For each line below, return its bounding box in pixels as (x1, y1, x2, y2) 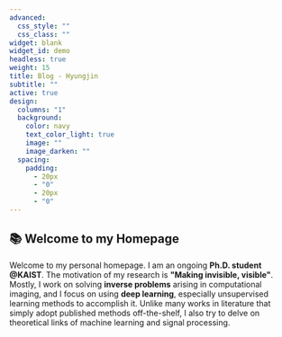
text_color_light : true (25, 130, 115, 139)
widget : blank (9, 38, 63, 48)
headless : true (9, 55, 67, 64)
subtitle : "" (9, 80, 59, 89)
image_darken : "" (25, 146, 91, 155)
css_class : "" (17, 30, 70, 39)
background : (17, 113, 63, 122)
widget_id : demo (9, 47, 70, 56)
